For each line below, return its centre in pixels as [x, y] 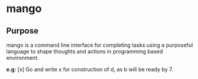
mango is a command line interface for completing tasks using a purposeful [100, 45]
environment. [22, 58]
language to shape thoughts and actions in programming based [85, 51]
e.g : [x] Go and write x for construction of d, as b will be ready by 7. [90, 69]
